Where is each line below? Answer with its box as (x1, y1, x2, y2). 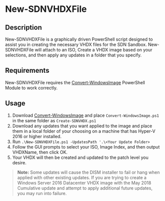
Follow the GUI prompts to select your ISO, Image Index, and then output (12, 144, 160, 150)
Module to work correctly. (5, 85, 58, 91)
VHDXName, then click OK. (12, 149, 68, 155)
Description (5, 23, 42, 32)
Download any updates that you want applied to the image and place (12, 123, 152, 129)
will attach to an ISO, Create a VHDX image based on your (35, 47, 153, 52)
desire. (12, 159, 27, 165)
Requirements (5, 66, 49, 75)
